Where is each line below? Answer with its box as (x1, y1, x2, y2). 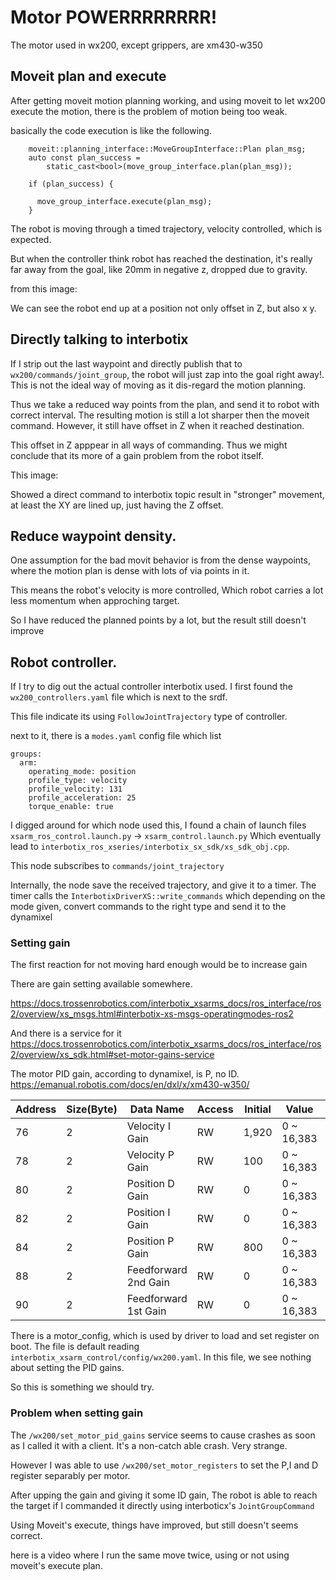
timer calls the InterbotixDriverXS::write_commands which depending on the (10, 890, 326, 902)
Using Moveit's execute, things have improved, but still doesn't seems (10, 1519, 299, 1531)
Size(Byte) (66, 1102, 118, 1116)
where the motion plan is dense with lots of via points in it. (10, 565, 250, 577)
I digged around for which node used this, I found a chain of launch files (10, 819, 307, 831)
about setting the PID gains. (10, 1362, 125, 1374)
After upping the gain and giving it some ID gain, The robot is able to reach (10, 1489, 318, 1501)
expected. (10, 233, 52, 245)
